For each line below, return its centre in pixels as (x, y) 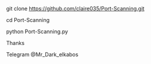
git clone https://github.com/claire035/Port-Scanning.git (75, 9)
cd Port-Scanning (28, 20)
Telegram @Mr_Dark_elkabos (42, 55)
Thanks (16, 43)
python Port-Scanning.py (37, 31)
